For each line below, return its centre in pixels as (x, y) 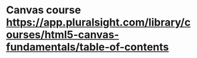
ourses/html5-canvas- (62, 35)
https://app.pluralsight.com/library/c (98, 22)
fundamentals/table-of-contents (87, 47)
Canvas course (43, 10)
